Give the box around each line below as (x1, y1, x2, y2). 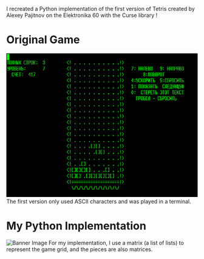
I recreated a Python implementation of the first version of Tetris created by (6, 5, 195, 12)
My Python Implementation (6, 219, 147, 233)
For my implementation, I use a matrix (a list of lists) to (48, 239, 184, 246)
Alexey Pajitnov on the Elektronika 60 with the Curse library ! (6, 12, 158, 19)
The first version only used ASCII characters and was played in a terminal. (6, 198, 191, 205)
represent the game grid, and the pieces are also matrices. (6, 246, 153, 253)
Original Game (6, 33, 80, 47)
